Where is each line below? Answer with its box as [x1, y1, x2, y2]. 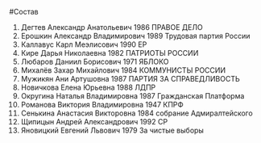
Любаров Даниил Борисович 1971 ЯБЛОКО [20, 57, 169, 66]
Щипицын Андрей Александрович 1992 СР [20, 117, 168, 126]
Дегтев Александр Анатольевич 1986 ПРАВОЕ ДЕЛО [20, 23, 204, 32]
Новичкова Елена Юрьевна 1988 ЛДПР [20, 82, 156, 92]
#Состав [9, 7, 39, 16]
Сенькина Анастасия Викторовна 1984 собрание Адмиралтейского [20, 108, 253, 118]
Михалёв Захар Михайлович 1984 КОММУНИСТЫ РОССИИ [20, 65, 226, 75]
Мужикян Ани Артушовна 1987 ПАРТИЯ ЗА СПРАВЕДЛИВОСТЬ [20, 74, 240, 83]
